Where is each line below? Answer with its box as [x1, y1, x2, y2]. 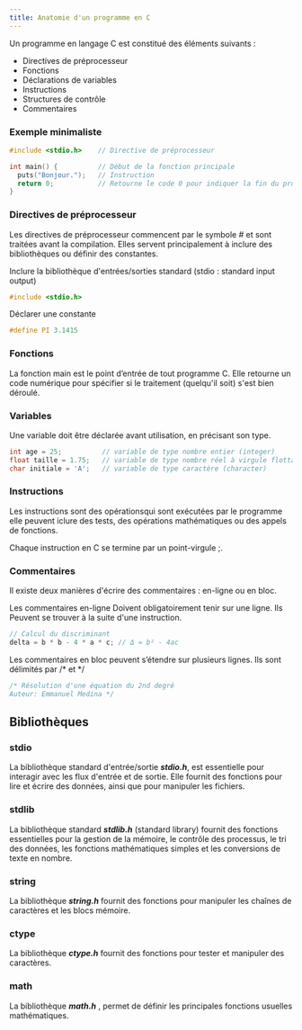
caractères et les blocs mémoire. [9, 905, 131, 916]
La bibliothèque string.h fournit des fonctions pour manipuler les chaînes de [9, 895, 292, 906]
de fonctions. [9, 524, 58, 535]
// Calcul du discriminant [9, 630, 111, 639]
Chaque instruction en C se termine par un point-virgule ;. [9, 542, 223, 553]
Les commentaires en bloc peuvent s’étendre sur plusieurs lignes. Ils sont [9, 654, 281, 665]
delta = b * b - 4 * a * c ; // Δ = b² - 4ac [9, 638, 179, 648]
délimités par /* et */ [9, 663, 85, 675]
